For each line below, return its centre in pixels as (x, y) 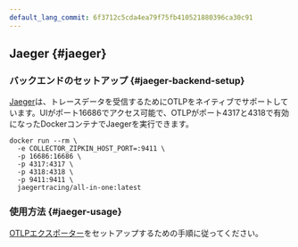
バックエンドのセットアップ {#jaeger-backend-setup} (127, 80)
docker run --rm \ (43, 141)
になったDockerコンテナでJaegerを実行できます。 (101, 124)
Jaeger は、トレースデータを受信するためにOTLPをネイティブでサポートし (145, 102)
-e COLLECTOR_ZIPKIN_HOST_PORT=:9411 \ (91, 149)
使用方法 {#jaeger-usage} (66, 212)
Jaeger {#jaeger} (58, 54)
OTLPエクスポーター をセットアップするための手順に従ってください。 (136, 233)
